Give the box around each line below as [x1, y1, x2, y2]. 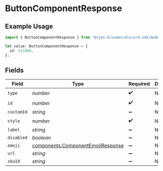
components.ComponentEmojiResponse [32, 142, 124, 149]
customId [7, 109, 28, 115]
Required [128, 80, 150, 87]
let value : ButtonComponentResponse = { [5, 44, 88, 48]
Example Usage [5, 22, 53, 31]
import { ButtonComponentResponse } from [5, 35, 90, 40]
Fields [5, 66, 24, 74]
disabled [7, 135, 28, 140]
